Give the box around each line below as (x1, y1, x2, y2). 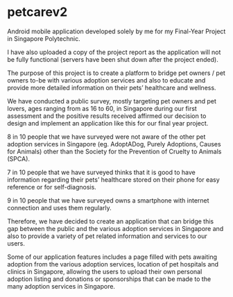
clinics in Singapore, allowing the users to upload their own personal (7, 267, 202, 275)
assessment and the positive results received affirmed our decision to (7, 112, 207, 120)
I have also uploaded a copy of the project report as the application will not (7, 48, 221, 56)
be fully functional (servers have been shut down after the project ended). (7, 55, 218, 63)
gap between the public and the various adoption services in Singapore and (7, 224, 224, 232)
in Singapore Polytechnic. (7, 34, 81, 42)
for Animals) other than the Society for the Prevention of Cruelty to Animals (7, 147, 222, 155)
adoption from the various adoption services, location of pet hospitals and (7, 260, 219, 268)
